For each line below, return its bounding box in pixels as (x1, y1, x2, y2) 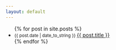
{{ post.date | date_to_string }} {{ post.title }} (14, 31, 110, 39)
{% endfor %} (14, 37, 49, 45)
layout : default (5, 8, 46, 15)
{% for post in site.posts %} (14, 25, 82, 32)
